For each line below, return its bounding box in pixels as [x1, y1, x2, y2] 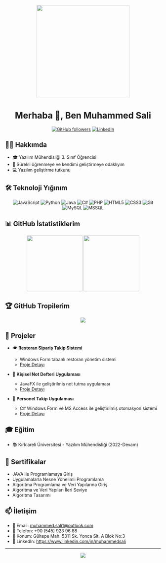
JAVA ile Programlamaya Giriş [12, 471, 73, 477]
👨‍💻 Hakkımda [5, 141, 47, 149]
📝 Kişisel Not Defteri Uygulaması [12, 372, 81, 377]
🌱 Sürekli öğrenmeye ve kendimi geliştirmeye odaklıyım [12, 161, 125, 167]
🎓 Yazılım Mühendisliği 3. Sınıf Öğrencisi [12, 154, 97, 160]
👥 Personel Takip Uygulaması [12, 396, 74, 401]
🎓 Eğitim [5, 426, 35, 434]
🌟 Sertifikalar [5, 458, 46, 466]
